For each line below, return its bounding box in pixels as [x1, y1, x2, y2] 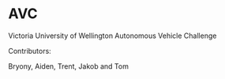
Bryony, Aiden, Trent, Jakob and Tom [8, 61, 129, 71]
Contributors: [8, 46, 51, 55]
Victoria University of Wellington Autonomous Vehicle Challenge [8, 31, 217, 40]
